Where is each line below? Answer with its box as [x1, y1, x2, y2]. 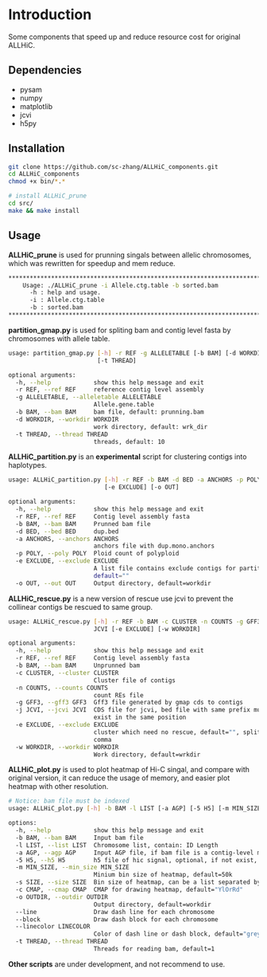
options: [8, 819, 37, 827]
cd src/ [8, 199, 34, 208]
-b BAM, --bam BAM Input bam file [15, 834, 145, 842]
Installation [8, 142, 65, 155]
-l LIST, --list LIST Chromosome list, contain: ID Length [15, 841, 219, 849]
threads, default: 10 [93, 437, 165, 445]
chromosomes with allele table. [8, 333, 110, 343]
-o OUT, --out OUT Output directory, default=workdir [15, 579, 212, 587]
